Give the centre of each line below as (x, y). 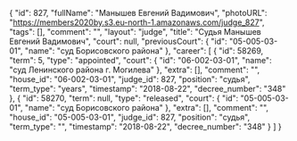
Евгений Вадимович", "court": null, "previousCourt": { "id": (118, 41)
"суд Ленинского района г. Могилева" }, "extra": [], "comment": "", (135, 70)
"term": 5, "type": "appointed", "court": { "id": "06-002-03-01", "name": (140, 60)
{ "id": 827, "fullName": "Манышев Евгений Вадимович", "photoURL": (138, 13)
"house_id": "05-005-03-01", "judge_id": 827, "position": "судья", (130, 117)
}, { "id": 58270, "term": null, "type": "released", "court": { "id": (124, 98)
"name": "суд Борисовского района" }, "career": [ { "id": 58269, (144, 51)
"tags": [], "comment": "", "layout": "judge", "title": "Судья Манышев (135, 32)
